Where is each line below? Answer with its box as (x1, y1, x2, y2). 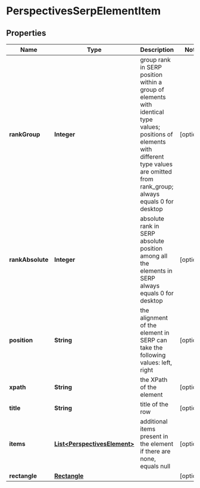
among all (139, 252, 168, 260)
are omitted (139, 168, 173, 175)
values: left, (139, 359, 173, 366)
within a (139, 78, 162, 86)
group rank (139, 55, 171, 64)
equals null (139, 462, 171, 470)
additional (139, 418, 168, 425)
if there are (139, 447, 171, 455)
